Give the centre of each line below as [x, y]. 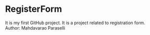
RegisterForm [34, 9]
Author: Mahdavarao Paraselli [35, 28]
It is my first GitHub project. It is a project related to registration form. [75, 23]
